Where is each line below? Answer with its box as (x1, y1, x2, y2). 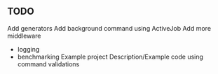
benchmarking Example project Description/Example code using (17, 52, 203, 61)
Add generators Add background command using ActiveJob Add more (7, 24, 212, 32)
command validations (17, 59, 80, 68)
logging (17, 45, 40, 53)
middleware (7, 31, 41, 40)
